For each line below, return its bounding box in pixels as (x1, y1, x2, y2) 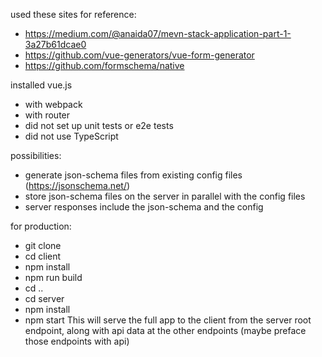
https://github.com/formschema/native (24, 60, 185, 71)
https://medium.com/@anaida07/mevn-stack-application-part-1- (24, 28, 292, 39)
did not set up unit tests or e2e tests (24, 120, 174, 131)
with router (24, 109, 71, 121)
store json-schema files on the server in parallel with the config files (24, 190, 306, 202)
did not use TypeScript (24, 130, 119, 142)
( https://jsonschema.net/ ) (24, 180, 131, 191)
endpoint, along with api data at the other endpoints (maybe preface (24, 325, 307, 336)
